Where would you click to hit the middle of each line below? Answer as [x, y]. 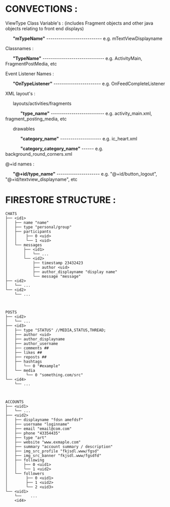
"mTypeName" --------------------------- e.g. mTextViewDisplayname [87, 38]
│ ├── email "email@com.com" [39, 429]
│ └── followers [25, 473]
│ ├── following [25, 460]
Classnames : [20, 48]
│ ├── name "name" [27, 223]
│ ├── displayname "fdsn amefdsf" [44, 420]
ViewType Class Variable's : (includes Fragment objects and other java [79, 23]
